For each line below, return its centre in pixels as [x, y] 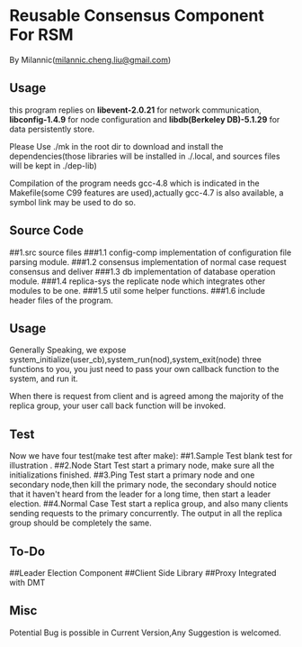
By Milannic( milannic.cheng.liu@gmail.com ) [90, 59]
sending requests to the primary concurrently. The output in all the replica [146, 514]
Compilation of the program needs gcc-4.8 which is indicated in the [134, 183]
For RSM [41, 35]
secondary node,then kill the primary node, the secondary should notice [143, 485]
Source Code [46, 231]
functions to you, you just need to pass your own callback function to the [145, 369]
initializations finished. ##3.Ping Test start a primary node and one [132, 475]
